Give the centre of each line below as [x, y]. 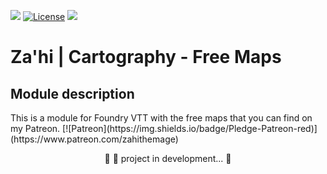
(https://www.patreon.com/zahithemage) [94, 139]
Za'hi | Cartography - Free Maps [146, 57]
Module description [72, 93]
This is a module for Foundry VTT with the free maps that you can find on [161, 118]
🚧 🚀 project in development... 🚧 [168, 158]
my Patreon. [35, 128]
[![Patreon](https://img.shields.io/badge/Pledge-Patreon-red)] [190, 128]
